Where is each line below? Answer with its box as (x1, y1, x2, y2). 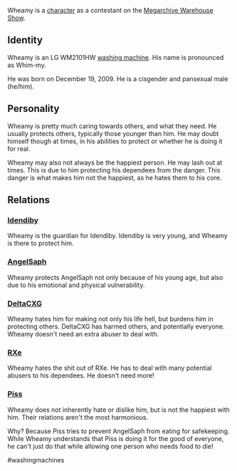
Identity (7, 34, 43, 46)
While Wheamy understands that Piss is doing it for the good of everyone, (7, 434, 224, 442)
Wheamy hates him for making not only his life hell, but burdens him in (7, 314, 214, 323)
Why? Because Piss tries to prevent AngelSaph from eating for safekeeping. (7, 427, 230, 435)
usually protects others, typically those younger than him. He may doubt (7, 129, 219, 138)
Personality (7, 103, 60, 115)
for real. (7, 144, 31, 152)
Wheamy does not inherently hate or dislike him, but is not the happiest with (7, 405, 230, 414)
